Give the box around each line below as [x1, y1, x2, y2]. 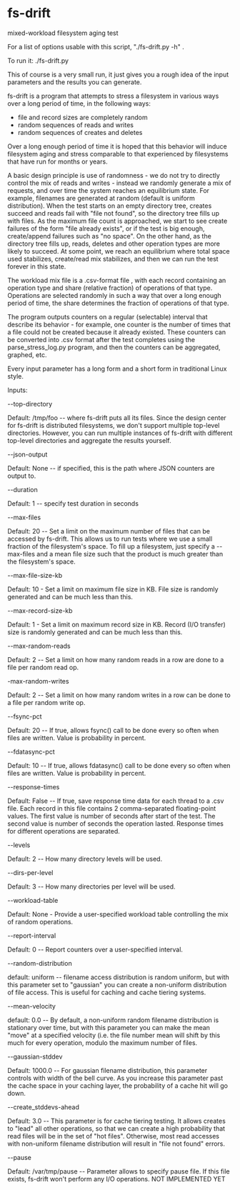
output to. [7, 471, 36, 480]
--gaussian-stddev [7, 1052, 63, 1061]
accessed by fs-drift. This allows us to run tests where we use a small [7, 534, 213, 543]
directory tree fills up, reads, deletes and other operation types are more [7, 239, 220, 248]
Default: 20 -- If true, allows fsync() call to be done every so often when [7, 726, 219, 734]
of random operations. [7, 917, 74, 926]
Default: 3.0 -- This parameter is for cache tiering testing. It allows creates [7, 1116, 226, 1125]
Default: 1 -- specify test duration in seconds [7, 499, 139, 508]
